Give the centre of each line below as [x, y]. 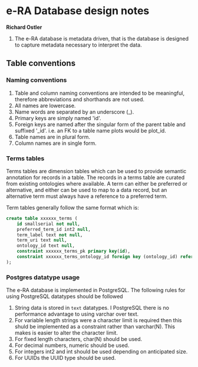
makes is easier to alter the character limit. [66, 333]
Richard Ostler [24, 27]
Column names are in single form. [56, 143]
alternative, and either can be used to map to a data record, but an [87, 190]
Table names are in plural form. [52, 137]
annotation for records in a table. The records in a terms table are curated [95, 177]
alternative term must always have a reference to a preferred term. [87, 196]
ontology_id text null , [46, 246]
